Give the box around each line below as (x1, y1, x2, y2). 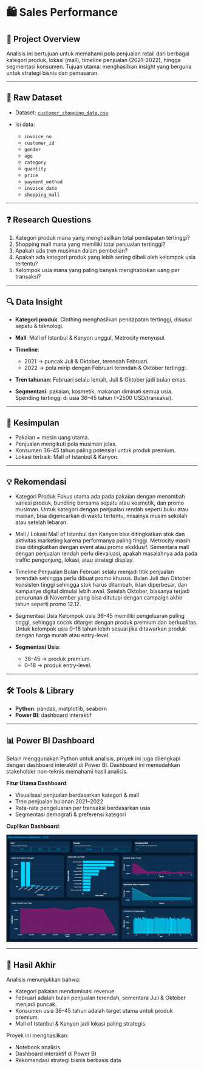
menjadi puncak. (15, 1001, 57, 1008)
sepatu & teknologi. (15, 323, 64, 330)
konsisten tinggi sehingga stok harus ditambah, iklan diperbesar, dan (15, 581, 188, 589)
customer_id (24, 140, 55, 146)
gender (24, 146, 41, 153)
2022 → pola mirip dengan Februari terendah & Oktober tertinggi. (24, 364, 188, 372)
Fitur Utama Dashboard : (6, 779, 68, 786)
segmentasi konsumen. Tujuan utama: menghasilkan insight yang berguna (6, 63, 192, 70)
